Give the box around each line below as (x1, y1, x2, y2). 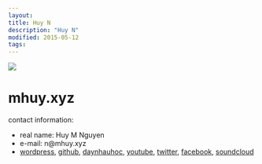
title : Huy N (8, 19, 51, 27)
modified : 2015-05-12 (8, 33, 79, 42)
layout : (8, 11, 34, 20)
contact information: (8, 115, 74, 125)
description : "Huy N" (8, 26, 79, 34)
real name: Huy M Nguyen (19, 130, 105, 140)
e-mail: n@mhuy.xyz (19, 139, 87, 148)
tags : (8, 41, 26, 49)
